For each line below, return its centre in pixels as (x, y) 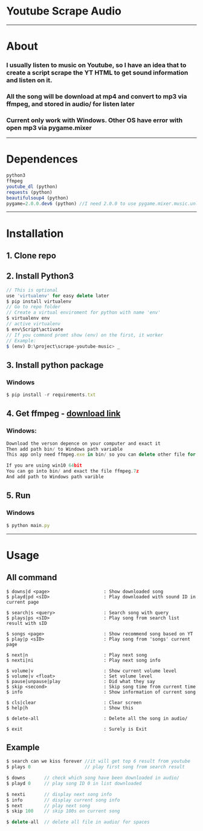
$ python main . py (28, 525)
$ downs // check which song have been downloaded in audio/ (93, 778)
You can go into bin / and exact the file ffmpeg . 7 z (72, 471)
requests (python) (29, 192)
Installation (35, 233)
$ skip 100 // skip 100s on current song (63, 811)
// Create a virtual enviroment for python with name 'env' (84, 312)
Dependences (42, 159)
